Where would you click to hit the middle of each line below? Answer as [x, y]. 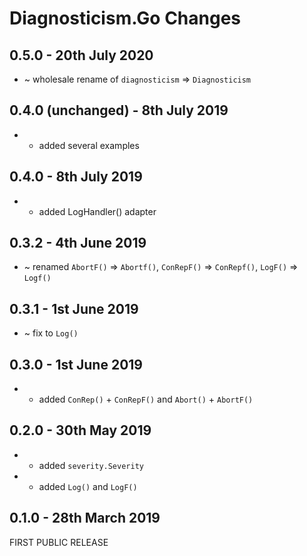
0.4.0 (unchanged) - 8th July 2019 [119, 110]
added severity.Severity [91, 465]
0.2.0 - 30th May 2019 [80, 430]
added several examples [89, 145]
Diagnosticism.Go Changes [125, 18]
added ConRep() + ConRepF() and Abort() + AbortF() [146, 399]
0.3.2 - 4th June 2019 [78, 243]
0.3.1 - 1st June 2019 [74, 308]
